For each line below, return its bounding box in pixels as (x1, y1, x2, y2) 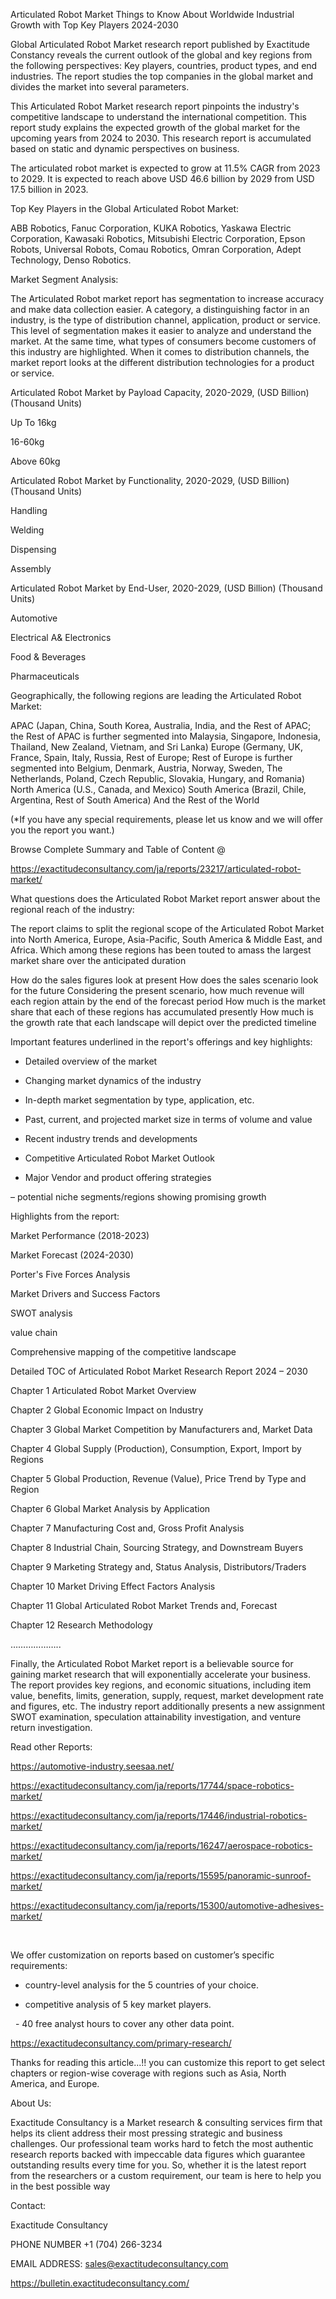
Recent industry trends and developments (24, 1133, 198, 1144)
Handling (10, 505, 48, 516)
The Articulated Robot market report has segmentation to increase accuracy (10, 293, 325, 304)
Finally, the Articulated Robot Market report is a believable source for (10, 1658, 294, 1669)
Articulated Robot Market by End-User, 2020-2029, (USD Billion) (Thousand (10, 582, 323, 594)
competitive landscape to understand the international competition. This (10, 111, 307, 123)
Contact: (10, 2200, 47, 2211)
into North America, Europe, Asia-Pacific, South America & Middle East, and (10, 934, 323, 945)
